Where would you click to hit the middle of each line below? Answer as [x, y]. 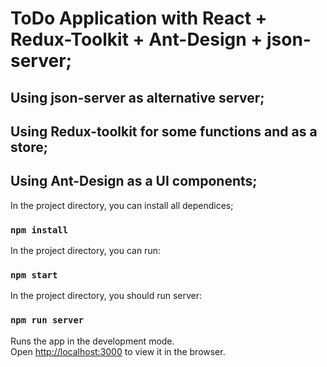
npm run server [47, 320]
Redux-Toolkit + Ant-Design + [136, 39]
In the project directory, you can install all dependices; [122, 205]
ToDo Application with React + [139, 18]
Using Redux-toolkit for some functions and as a [164, 131]
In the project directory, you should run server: [106, 296]
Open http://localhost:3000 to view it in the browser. [118, 351]
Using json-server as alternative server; [137, 97]
